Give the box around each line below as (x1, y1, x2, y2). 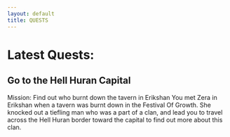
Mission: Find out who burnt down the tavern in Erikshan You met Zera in (7, 93, 217, 101)
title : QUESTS (7, 17, 49, 24)
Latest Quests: (7, 47, 95, 63)
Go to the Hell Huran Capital (7, 75, 131, 87)
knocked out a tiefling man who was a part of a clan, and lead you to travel (7, 108, 223, 116)
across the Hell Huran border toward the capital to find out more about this (7, 115, 223, 124)
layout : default (7, 10, 55, 17)
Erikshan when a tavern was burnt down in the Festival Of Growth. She (7, 101, 212, 109)
